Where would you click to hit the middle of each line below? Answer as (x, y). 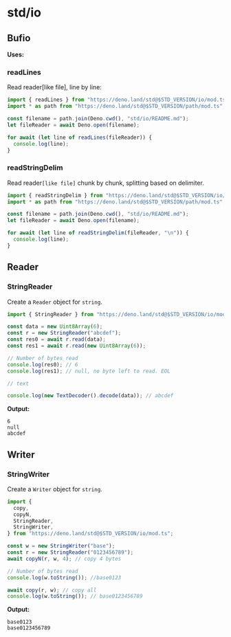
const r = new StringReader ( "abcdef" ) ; (64, 333)
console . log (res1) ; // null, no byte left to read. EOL (89, 371)
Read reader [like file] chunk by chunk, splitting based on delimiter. (106, 183)
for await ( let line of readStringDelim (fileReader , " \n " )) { (98, 233)
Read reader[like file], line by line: (54, 87)
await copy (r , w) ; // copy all (52, 590)
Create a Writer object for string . (55, 489)
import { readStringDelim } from (55, 195)
